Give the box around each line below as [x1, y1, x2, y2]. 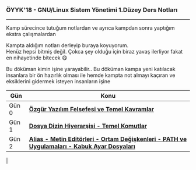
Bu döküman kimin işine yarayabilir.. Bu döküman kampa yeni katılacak [6, 66, 176, 73]
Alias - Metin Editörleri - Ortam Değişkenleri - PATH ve [29, 135, 187, 143]
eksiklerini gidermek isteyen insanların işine [6, 78, 111, 85]
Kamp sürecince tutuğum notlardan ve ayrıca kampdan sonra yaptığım [6, 24, 175, 31]
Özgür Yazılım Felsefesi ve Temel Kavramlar [29, 105, 155, 114]
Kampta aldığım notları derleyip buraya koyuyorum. [6, 42, 129, 49]
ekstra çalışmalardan [6, 31, 57, 38]
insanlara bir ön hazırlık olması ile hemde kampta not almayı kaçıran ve [6, 72, 176, 79]
